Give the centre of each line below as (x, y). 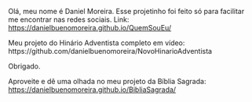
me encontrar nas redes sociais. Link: (69, 19)
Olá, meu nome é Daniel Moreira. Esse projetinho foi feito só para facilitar (126, 11)
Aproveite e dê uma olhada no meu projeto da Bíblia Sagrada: (107, 81)
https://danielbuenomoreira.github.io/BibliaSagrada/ (92, 90)
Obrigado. (24, 66)
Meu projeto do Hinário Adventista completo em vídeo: (97, 43)
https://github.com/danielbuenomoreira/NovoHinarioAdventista (110, 51)
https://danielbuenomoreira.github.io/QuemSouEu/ (90, 28)
